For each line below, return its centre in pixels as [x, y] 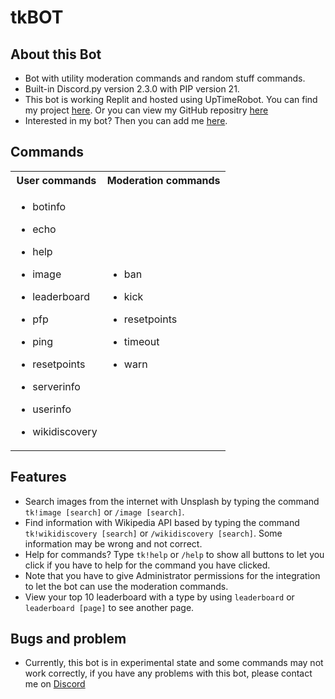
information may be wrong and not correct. [113, 543]
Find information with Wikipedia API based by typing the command [162, 522]
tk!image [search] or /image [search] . [104, 512]
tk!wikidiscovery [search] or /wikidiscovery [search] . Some [153, 533]
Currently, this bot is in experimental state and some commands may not [174, 663]
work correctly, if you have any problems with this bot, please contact [168, 673]
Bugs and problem [68, 639]
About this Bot [56, 54]
